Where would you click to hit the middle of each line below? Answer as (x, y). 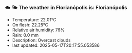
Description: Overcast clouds (41, 40)
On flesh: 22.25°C (30, 25)
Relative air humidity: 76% (38, 30)
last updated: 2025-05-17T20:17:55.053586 (56, 45)
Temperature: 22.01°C (34, 20)
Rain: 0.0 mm (25, 35)
